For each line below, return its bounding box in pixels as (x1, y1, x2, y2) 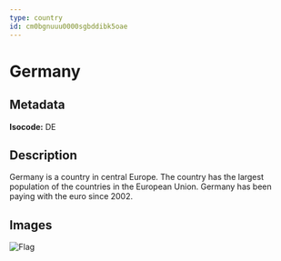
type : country (9, 13, 64, 23)
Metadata (9, 97, 65, 113)
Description (9, 147, 77, 163)
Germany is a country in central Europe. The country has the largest (9, 172, 264, 183)
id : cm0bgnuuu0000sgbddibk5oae (9, 22, 128, 31)
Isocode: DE (9, 121, 56, 132)
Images (9, 217, 53, 233)
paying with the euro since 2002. (9, 191, 134, 202)
